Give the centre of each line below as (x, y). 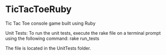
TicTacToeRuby (38, 9)
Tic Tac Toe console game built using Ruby (50, 23)
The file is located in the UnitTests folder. (48, 48)
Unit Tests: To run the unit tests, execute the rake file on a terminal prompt (83, 33)
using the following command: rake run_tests (52, 38)
